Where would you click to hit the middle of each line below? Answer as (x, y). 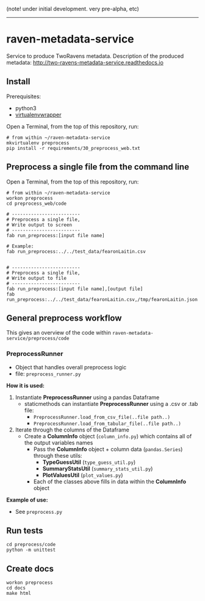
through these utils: (58, 455)
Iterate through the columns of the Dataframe (72, 430)
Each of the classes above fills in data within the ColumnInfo (110, 482)
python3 (26, 108)
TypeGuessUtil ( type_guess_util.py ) (89, 462)
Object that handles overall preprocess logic (71, 367)
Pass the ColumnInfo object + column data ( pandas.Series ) (108, 449)
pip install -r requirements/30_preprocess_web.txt (73, 148)
